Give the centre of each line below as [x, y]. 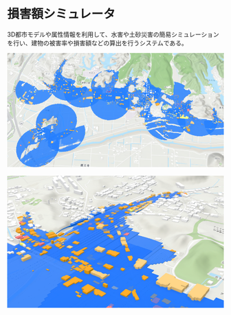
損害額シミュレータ [61, 14]
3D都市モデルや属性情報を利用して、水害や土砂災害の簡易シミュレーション [113, 34]
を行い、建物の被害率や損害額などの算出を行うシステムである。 [97, 43]
